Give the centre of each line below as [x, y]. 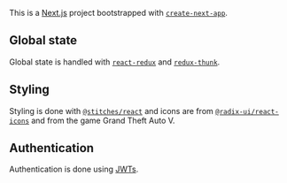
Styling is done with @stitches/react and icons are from [112, 111]
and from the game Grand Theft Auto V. [103, 120]
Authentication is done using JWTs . [74, 169]
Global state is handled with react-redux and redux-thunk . [115, 62]
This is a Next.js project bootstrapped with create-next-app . [119, 13]
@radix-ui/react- [247, 111]
